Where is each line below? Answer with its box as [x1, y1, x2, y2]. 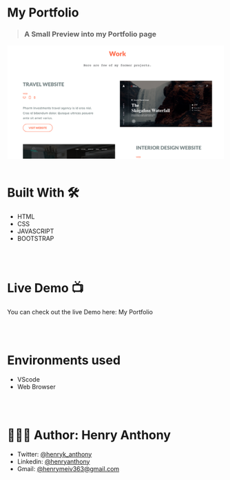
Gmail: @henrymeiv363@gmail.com [17, 464, 120, 472]
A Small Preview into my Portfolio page [23, 30, 157, 39]
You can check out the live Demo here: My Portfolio [7, 307, 154, 316]
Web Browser [17, 382, 56, 391]
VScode [17, 375, 40, 383]
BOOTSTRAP [17, 234, 54, 242]
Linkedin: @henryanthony [17, 457, 90, 466]
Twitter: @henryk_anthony [17, 450, 92, 458]
